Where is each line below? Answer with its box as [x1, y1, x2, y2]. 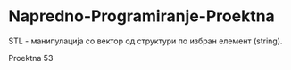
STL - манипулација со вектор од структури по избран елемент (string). [8, 35, 283, 46]
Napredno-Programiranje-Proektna [8, 6, 276, 27]
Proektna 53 [8, 52, 54, 63]
